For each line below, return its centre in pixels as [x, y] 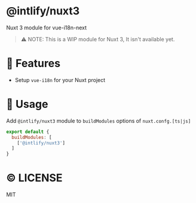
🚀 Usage [27, 104]
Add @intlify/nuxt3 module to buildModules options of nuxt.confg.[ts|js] [99, 120]
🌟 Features [33, 63]
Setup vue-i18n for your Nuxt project [60, 80]
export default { [28, 132]
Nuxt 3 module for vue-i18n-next [47, 28]
